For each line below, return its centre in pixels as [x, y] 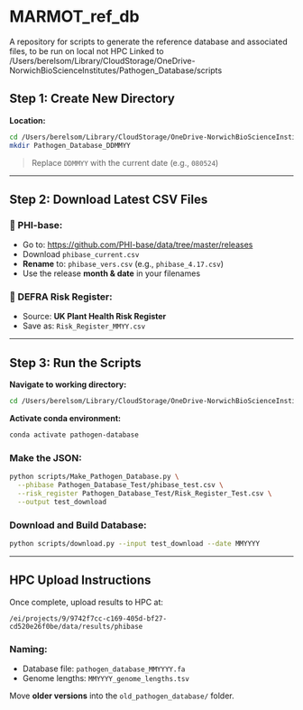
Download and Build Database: [78, 525]
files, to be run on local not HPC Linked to [87, 51]
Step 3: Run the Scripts [75, 363]
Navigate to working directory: [68, 384]
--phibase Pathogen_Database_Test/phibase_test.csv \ [120, 485]
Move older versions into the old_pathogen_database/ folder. [122, 696]
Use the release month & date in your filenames [111, 273]
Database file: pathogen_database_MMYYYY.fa [104, 669]
